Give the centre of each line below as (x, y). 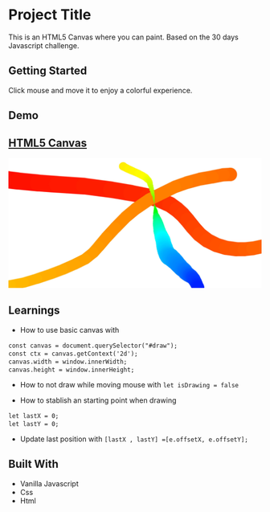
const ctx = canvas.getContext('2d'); (73, 354)
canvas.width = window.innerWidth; (68, 362)
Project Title (50, 15)
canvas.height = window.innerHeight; (72, 370)
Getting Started (48, 71)
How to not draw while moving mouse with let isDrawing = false (129, 384)
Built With (33, 464)
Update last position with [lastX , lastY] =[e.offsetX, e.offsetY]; (134, 439)
